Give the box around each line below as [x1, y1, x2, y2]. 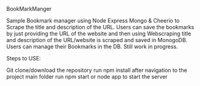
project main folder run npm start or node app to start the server [6, 73, 168, 80]
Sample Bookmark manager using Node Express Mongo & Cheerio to [6, 17, 180, 24]
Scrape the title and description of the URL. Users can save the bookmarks [6, 24, 195, 30]
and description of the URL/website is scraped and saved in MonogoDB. [6, 37, 188, 43]
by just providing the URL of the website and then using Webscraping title [6, 30, 191, 37]
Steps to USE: [6, 55, 41, 62]
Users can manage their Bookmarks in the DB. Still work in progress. [6, 43, 178, 50]
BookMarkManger [6, 5, 52, 12]
